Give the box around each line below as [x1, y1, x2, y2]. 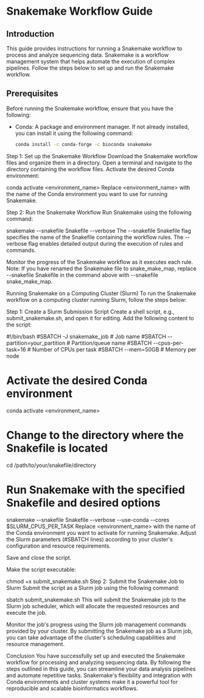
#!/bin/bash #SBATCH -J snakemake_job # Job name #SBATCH [6, 332, 166, 340]
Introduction [6, 29, 55, 39]
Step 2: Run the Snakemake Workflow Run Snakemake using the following [6, 208, 192, 216]
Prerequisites [6, 89, 58, 99]
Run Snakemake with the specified [6, 483, 186, 496]
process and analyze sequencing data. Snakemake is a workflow [6, 51, 169, 59]
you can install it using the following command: [15, 130, 133, 137]
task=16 [6, 345, 26, 353]
